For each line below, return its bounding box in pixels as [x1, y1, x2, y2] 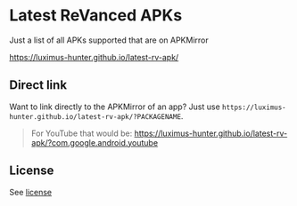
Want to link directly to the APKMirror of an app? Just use [9, 101, 220, 112]
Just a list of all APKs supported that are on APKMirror [9, 35, 209, 45]
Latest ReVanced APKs [9, 5, 183, 26]
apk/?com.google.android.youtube [30, 137, 159, 147]
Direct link [9, 77, 68, 93]
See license [9, 186, 53, 197]
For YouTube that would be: [30, 128, 133, 139]
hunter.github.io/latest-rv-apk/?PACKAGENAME [9, 112, 181, 121]
